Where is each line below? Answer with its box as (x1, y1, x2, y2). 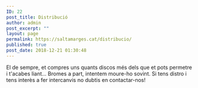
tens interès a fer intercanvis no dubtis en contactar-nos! (6, 76, 146, 83)
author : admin (6, 20, 42, 26)
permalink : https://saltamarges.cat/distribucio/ (6, 36, 132, 42)
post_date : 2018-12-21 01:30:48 (6, 48, 86, 54)
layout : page (6, 31, 39, 37)
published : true (6, 42, 47, 48)
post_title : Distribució (6, 14, 68, 20)
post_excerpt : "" (6, 25, 49, 32)
